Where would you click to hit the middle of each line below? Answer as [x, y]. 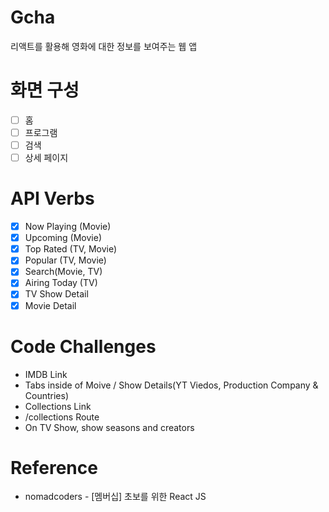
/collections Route [62, 417]
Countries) [47, 395]
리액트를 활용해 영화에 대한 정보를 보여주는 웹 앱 [104, 46]
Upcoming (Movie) [63, 238]
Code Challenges [83, 346]
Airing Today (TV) [61, 283]
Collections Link [58, 406]
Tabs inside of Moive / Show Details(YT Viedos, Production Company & [171, 385]
